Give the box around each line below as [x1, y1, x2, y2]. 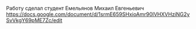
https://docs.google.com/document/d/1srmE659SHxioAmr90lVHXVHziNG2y [6, 11, 190, 18]
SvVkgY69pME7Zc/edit [6, 17, 63, 23]
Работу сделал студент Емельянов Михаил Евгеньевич [6, 5, 145, 11]
